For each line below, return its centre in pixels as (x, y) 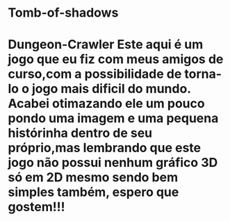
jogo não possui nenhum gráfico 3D (113, 163)
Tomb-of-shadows (63, 13)
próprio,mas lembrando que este (104, 148)
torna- (203, 74)
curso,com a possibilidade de (95, 74)
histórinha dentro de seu (80, 133)
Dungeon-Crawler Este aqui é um (106, 45)
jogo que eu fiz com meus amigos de (116, 59)
